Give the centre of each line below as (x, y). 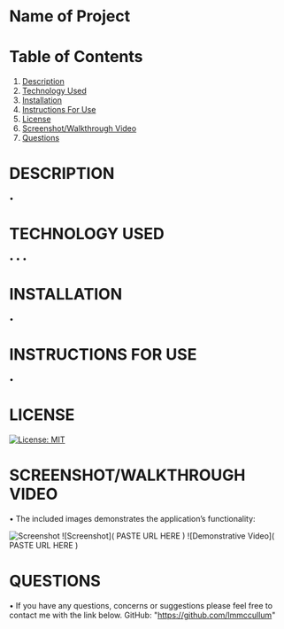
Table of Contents (76, 57)
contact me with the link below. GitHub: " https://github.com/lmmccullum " (142, 615)
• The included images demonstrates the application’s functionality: (132, 518)
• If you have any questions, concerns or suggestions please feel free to (141, 605)
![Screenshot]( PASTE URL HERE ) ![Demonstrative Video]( (168, 536)
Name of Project (70, 16)
